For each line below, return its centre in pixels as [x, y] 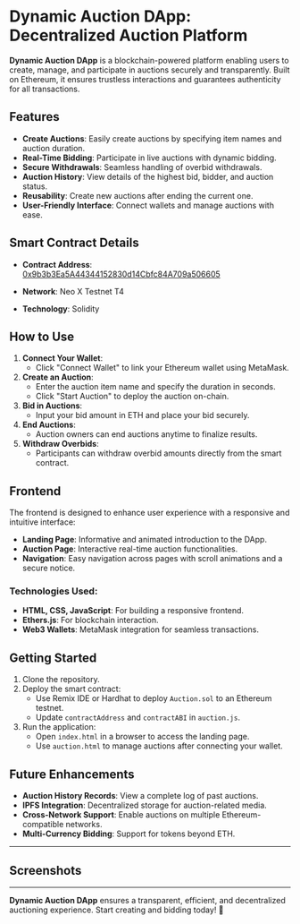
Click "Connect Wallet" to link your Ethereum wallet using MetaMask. [162, 368]
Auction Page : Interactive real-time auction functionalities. [130, 549]
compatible [43, 825]
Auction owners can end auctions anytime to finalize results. [146, 434]
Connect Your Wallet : [62, 358]
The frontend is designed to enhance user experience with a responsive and [150, 513]
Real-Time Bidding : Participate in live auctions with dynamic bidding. [149, 158]
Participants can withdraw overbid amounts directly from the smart [158, 453]
